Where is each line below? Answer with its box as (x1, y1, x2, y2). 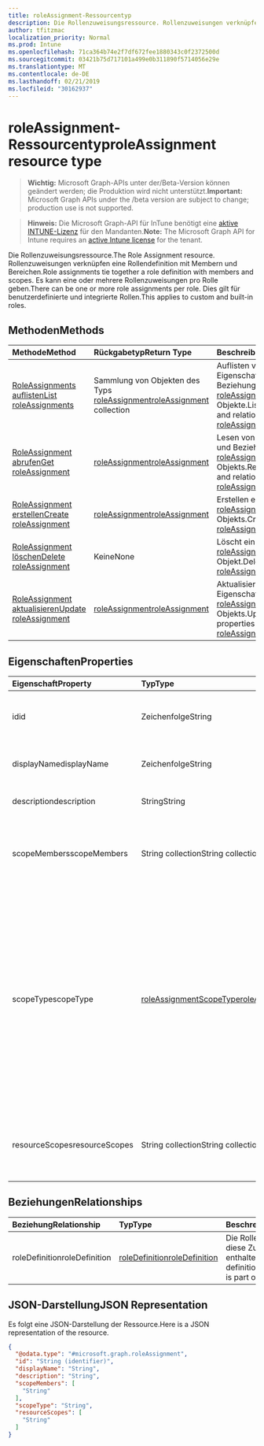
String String (141, 795, 186, 806)
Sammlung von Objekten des (93, 375, 200, 386)
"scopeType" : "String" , (15, 1401, 93, 1410)
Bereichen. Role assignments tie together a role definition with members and (8, 267, 254, 276)
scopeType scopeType (12, 993, 93, 1004)
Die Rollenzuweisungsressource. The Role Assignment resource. (8, 250, 215, 260)
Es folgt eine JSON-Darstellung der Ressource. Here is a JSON (8, 1319, 210, 1329)
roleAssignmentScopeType (141, 993, 241, 1004)
